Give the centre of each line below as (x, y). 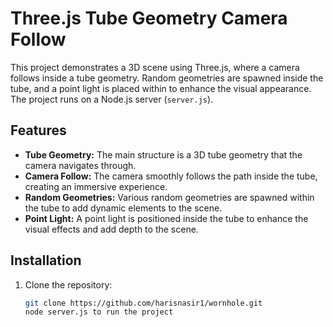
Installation (46, 260)
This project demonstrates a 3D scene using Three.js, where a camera (155, 67)
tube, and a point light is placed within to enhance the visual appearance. (161, 88)
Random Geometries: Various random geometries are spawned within (169, 197)
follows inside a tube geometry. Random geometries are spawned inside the (167, 78)
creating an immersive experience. (96, 186)
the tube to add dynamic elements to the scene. (123, 208)
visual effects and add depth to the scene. (111, 229)
